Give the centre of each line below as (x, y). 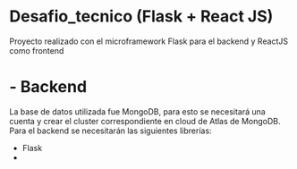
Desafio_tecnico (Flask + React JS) (141, 17)
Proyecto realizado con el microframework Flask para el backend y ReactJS (149, 41)
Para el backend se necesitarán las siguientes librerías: (110, 131)
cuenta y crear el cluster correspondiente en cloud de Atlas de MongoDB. (145, 121)
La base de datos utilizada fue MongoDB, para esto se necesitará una (137, 111)
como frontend (37, 50)
